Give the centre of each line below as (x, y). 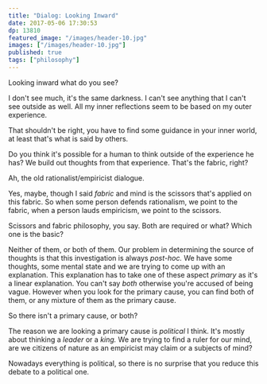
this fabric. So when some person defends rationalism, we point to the (123, 202)
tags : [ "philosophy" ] (44, 60)
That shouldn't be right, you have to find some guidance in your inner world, (133, 130)
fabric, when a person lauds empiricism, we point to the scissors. (115, 210)
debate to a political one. (49, 371)
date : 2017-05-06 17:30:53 (53, 23)
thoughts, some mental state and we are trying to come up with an (117, 266)
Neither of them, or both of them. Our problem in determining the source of (131, 249)
